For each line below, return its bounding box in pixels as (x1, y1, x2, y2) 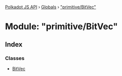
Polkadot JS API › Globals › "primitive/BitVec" (5, 4, 96, 10)
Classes (5, 55, 25, 61)
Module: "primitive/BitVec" (5, 21, 118, 32)
